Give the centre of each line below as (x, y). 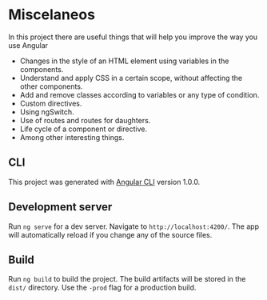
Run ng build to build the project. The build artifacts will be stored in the (127, 279)
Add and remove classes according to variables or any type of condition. (139, 94)
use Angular (28, 45)
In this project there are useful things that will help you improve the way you (133, 37)
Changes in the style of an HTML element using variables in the (124, 61)
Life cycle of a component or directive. (84, 129)
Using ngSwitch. (47, 112)
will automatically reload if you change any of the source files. (110, 234)
